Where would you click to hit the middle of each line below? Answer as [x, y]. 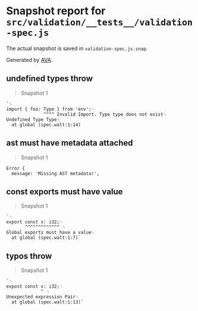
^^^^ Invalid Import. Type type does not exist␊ [105, 114]
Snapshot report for [56, 11]
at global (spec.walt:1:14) [46, 125]
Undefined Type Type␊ [33, 119]
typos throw [29, 256]
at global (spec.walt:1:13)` [48, 302]
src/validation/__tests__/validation [100, 22]
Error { [16, 168]
